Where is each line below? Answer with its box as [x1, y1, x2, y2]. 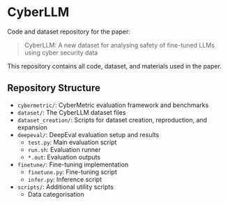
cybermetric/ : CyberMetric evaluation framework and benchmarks [17, 101, 209, 109]
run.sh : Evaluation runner [27, 145, 101, 154]
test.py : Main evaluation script [27, 138, 117, 146]
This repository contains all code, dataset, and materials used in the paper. [7, 62, 222, 70]
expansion [17, 123, 47, 132]
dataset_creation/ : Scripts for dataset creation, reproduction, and [17, 115, 208, 124]
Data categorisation [27, 190, 85, 198]
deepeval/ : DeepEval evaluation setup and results [17, 130, 160, 139]
